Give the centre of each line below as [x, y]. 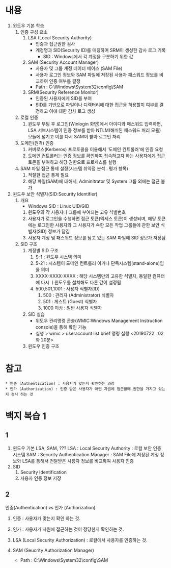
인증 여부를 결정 [65, 81]
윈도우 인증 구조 [44, 346]
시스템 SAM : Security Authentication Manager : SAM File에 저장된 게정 [86, 454]
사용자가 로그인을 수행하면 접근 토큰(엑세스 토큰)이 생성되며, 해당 [92, 218]
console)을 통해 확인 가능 [61, 327]
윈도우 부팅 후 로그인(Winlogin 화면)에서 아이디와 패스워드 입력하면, [95, 124]
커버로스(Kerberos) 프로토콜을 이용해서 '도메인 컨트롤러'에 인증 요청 [95, 149]
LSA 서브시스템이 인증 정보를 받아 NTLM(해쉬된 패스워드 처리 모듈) [94, 130]
